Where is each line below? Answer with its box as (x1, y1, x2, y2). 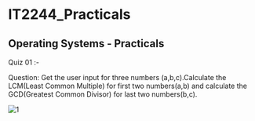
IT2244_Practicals (8, 5, 131, 24)
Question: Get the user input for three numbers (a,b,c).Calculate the (8, 73, 227, 82)
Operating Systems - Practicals (8, 37, 165, 50)
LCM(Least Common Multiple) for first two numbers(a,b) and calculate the (8, 81, 247, 90)
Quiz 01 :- (8, 57, 39, 67)
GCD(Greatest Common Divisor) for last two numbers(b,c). (8, 90, 198, 99)
